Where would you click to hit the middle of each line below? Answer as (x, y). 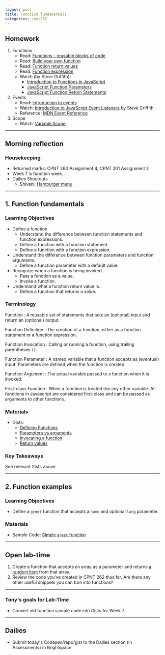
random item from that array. (41, 572)
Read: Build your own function (50, 61)
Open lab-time (27, 555)
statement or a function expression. (41, 335)
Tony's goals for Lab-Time (37, 600)
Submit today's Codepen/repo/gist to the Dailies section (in (72, 642)
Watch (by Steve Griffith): (45, 77)
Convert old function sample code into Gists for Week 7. (69, 610)
